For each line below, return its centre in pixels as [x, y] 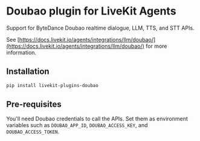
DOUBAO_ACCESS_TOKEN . [33, 132]
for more [156, 46]
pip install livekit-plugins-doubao [52, 85]
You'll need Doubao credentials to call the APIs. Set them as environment [97, 119]
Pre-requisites [34, 104]
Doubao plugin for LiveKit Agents [91, 11]
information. [21, 52]
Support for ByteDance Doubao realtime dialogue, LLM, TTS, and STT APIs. [100, 28]
